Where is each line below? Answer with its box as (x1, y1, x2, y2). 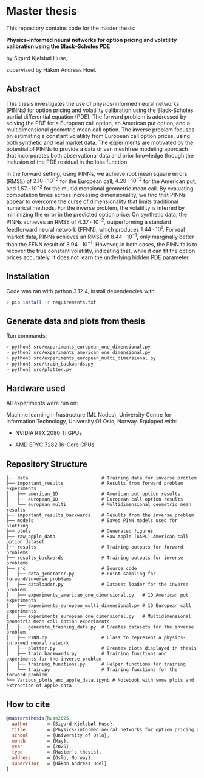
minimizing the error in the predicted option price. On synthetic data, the (6, 211, 187, 218)
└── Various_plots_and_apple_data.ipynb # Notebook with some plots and (6, 677, 194, 684)
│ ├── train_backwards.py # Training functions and (6, 651, 167, 657)
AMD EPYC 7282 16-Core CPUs (15, 441, 95, 448)
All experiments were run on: (6, 400, 78, 407)
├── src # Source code (6, 566, 137, 572)
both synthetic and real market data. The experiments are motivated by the (6, 139, 194, 146)
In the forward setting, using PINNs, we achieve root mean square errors (6, 170, 188, 177)
